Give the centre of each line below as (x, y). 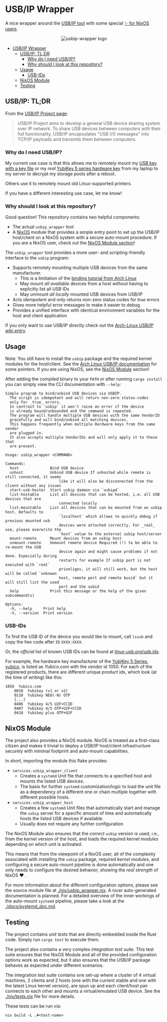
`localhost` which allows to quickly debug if (108, 517)
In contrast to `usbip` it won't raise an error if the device (77, 407)
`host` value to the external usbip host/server (110, 534)
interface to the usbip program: (37, 258)
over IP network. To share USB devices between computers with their (89, 129)
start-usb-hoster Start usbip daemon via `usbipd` (65, 490)
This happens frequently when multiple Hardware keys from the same (82, 424)
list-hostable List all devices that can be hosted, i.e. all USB (85, 495)
